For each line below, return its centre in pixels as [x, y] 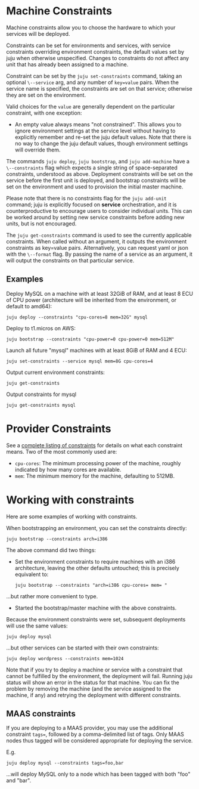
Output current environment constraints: [56, 372]
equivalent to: [32, 574]
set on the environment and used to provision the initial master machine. [95, 187]
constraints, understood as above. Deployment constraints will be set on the [99, 174]
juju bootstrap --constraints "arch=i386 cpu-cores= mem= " [91, 585]
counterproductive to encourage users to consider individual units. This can [99, 211]
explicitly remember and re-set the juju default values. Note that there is [103, 137]
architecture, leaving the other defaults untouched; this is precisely [97, 568]
